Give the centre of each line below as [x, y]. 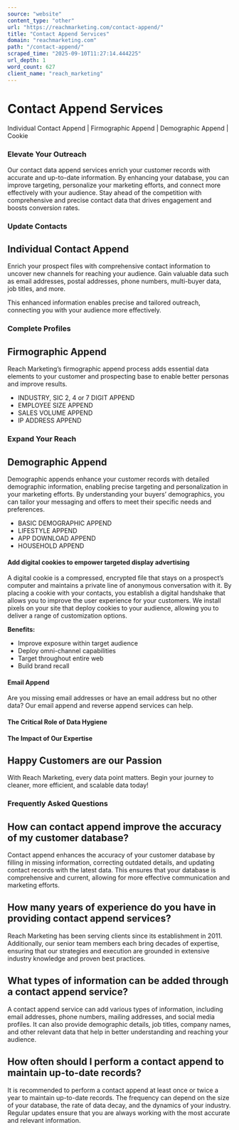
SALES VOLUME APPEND [55, 413]
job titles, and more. [37, 289]
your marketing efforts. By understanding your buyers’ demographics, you [116, 494]
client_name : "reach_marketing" [55, 73]
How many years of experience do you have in [112, 908]
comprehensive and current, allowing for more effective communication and [119, 878]
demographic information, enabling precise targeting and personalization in [118, 486]
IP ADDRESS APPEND [49, 421]
